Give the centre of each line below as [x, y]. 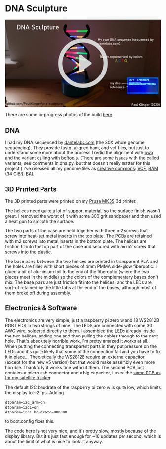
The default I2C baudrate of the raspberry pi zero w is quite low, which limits [83, 387]
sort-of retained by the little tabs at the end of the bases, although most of [81, 288]
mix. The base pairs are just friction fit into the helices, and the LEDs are [79, 282]
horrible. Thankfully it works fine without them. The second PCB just [75, 367]
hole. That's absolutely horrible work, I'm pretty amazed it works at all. [77, 341]
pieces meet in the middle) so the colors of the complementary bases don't [82, 277]
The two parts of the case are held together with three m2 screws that [77, 231]
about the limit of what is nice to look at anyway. [54, 441]
